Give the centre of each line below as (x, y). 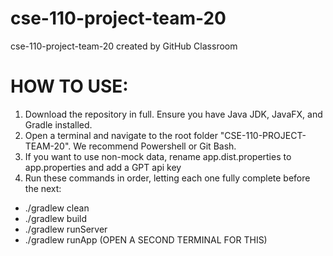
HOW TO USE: (69, 86)
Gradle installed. (58, 124)
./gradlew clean (57, 208)
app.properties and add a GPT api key (103, 167)
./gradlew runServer (66, 229)
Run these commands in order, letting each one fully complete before (167, 178)
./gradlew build (56, 218)
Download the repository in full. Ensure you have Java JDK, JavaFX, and (173, 114)
